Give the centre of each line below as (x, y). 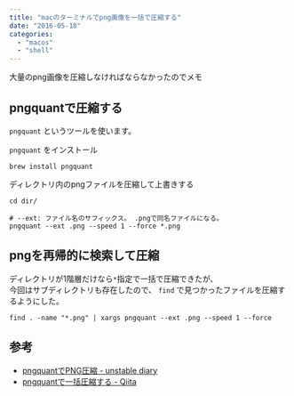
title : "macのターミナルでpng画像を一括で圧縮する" (95, 17)
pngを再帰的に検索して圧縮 (84, 256)
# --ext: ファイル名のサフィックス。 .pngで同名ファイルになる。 (116, 218)
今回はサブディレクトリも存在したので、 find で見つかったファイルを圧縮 (143, 289)
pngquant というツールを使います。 (72, 131)
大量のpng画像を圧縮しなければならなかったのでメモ (106, 77)
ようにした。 (40, 301)
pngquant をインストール (53, 150)
